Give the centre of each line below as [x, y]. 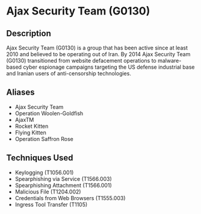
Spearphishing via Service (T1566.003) [63, 178]
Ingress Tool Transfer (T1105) [51, 204]
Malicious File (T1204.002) [48, 192]
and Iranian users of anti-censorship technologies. [69, 73]
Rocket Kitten [32, 126]
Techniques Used [40, 158]
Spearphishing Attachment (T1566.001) [63, 185]
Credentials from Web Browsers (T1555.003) [70, 198]
